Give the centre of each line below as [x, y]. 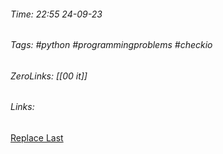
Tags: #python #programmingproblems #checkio [111, 45]
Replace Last [37, 138]
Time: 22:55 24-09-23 [56, 14]
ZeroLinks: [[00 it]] [49, 76]
